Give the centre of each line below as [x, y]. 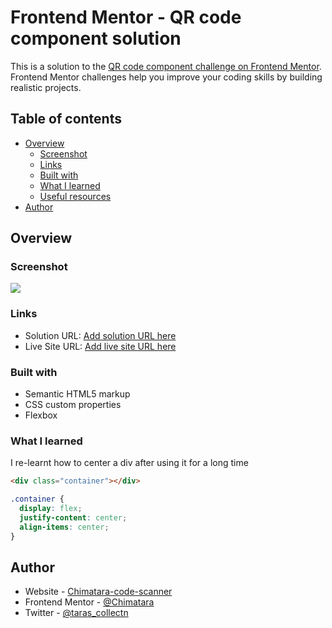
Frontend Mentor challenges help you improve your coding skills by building [166, 77]
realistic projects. [46, 87]
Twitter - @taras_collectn [76, 613]
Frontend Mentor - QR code [126, 17]
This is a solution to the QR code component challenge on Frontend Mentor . [166, 66]
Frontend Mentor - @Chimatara [89, 602]
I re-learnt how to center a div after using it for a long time [129, 463]
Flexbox [41, 415]
